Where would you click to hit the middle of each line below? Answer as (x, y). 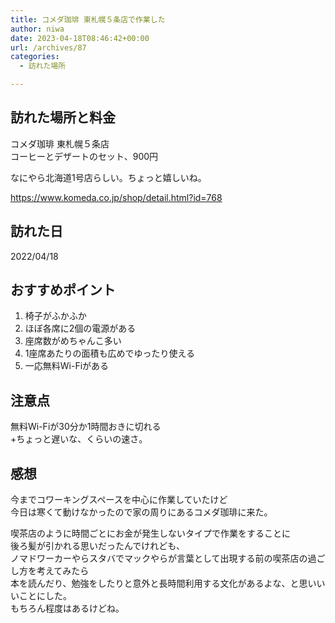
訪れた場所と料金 (63, 117)
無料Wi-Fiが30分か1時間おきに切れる (86, 427)
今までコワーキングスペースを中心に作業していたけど (119, 500)
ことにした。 (45, 596)
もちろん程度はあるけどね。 (67, 608)
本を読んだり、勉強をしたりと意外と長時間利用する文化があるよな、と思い (163, 583)
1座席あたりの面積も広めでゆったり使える (110, 353)
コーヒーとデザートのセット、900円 (84, 156)
